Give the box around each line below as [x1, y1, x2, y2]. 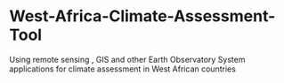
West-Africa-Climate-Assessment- [9, 6, 276, 26]
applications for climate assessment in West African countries [9, 64, 236, 74]
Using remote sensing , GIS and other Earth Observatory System [9, 54, 246, 64]
